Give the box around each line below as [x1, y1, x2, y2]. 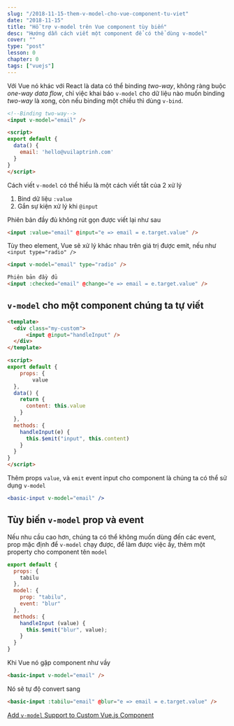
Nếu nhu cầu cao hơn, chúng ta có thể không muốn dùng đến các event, [7, 533, 217, 541]
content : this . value [25, 403, 86, 410]
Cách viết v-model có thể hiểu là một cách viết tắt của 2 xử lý [7, 181, 182, 189]
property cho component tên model [7, 547, 108, 556]
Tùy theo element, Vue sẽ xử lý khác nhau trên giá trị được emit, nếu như [7, 242, 217, 250]
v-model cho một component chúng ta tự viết [7, 300, 204, 312]
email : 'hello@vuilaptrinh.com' [20, 148, 114, 155]
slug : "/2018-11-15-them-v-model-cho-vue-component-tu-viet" [7, 10, 189, 18]
